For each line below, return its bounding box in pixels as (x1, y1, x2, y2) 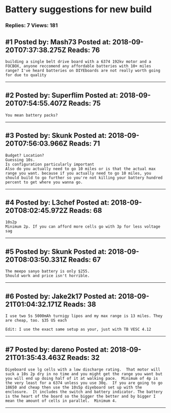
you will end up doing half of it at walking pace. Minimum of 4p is (5, 376, 158, 381)
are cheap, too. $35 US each (5, 318, 67, 323)
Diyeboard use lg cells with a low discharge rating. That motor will (5, 367, 160, 372)
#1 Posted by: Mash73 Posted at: (5, 37, 111, 46)
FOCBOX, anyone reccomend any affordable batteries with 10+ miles (5, 63, 152, 68)
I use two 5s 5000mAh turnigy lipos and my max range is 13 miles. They (5, 313, 163, 319)
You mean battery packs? (5, 112, 58, 118)
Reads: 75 (68, 99, 101, 108)
